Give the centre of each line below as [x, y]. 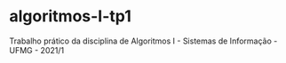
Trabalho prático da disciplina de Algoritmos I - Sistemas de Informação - [143, 41]
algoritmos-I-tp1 [70, 16]
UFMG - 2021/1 [37, 50]
